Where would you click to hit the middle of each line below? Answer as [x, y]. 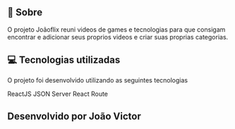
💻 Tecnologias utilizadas [64, 60]
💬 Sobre [25, 12]
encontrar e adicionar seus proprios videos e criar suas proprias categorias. [118, 37]
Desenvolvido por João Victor [74, 116]
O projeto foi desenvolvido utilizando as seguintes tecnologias [98, 80]
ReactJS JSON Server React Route [58, 94]
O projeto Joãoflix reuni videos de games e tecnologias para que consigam [116, 29]
